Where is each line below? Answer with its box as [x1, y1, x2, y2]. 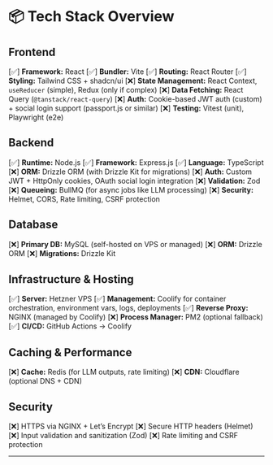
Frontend [8, 45, 56, 59]
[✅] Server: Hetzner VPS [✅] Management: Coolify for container [8, 294, 227, 304]
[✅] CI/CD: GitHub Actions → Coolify [8, 321, 132, 331]
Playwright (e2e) [8, 112, 64, 122]
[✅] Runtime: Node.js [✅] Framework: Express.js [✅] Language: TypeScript [8, 157, 264, 167]
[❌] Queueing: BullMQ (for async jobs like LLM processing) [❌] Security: [8, 185, 254, 194]
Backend [8, 136, 54, 150]
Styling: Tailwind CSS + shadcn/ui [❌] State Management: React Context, [8, 76, 258, 85]
